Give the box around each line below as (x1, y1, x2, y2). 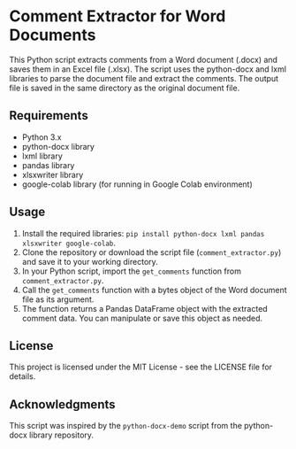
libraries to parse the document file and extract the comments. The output (9, 73, 279, 83)
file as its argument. (21, 294, 95, 305)
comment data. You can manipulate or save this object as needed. (21, 313, 263, 323)
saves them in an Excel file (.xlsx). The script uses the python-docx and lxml (9, 64, 287, 74)
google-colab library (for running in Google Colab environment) (21, 179, 254, 190)
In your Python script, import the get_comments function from (21, 266, 241, 276)
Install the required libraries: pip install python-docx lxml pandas (21, 228, 265, 238)
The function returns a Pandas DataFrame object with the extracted (21, 303, 268, 314)
